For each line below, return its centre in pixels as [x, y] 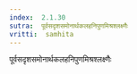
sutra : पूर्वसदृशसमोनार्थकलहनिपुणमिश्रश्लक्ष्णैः [69, 26]
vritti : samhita [42, 34]
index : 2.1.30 [38, 17]
